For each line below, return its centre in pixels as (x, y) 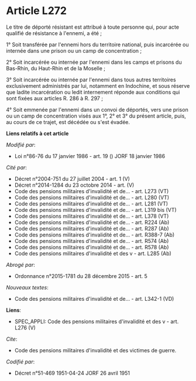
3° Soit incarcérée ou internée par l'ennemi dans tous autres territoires (91, 80)
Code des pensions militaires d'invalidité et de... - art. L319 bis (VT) (95, 210)
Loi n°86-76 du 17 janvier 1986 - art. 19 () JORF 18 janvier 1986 (90, 156)
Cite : (12, 339)
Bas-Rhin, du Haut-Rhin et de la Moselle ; (56, 68)
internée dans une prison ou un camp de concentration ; (74, 50)
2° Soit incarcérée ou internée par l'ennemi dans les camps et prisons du (94, 62)
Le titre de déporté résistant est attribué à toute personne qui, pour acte (93, 27)
